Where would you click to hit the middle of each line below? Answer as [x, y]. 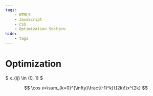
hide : [11, 34]
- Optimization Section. [41, 29]
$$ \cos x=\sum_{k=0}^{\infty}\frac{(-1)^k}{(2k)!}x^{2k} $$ [86, 88]
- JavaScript [28, 19]
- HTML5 [23, 15]
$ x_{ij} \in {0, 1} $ [24, 78]
